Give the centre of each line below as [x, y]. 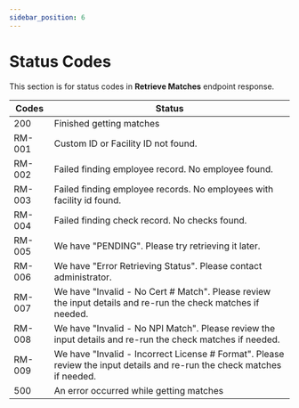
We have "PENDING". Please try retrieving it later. [157, 246]
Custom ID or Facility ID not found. [125, 143]
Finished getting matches [107, 123]
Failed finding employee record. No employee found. [163, 168]
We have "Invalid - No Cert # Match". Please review [162, 291]
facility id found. [88, 200]
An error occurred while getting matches [139, 390]
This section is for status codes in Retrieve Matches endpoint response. [142, 86]
